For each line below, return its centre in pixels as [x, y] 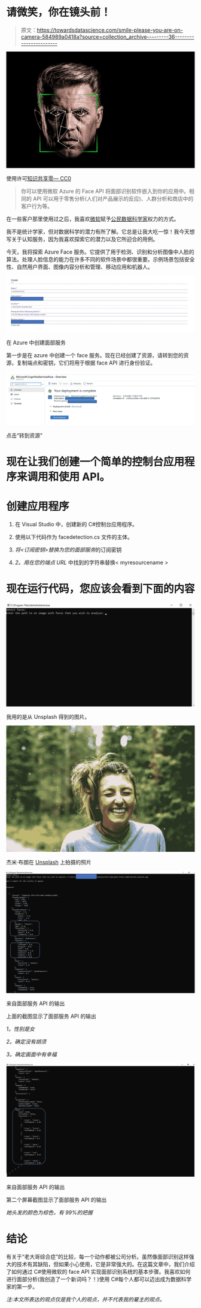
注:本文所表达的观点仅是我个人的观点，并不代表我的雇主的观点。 [86, 1300]
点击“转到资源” [25, 435]
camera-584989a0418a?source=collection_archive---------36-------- [107, 37]
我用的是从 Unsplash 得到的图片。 [48, 717]
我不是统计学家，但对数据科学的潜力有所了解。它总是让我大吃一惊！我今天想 [100, 231]
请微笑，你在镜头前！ [59, 12]
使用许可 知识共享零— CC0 [39, 178]
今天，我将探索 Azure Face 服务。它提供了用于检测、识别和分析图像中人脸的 [100, 252]
